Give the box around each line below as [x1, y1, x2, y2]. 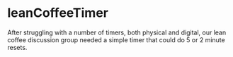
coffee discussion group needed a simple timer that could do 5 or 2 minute [7, 35, 225, 44]
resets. [7, 43, 28, 51]
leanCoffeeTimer [7, 5, 108, 21]
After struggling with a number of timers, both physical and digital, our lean [7, 28, 227, 37]
